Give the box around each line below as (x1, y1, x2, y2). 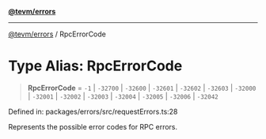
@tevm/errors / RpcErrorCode (8, 29, 107, 39)
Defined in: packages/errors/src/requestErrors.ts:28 (8, 107, 178, 116)
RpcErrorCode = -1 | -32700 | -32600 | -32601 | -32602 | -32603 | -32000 (27, 83, 256, 92)
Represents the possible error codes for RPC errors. (8, 122, 178, 131)
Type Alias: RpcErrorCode (8, 57, 183, 75)
